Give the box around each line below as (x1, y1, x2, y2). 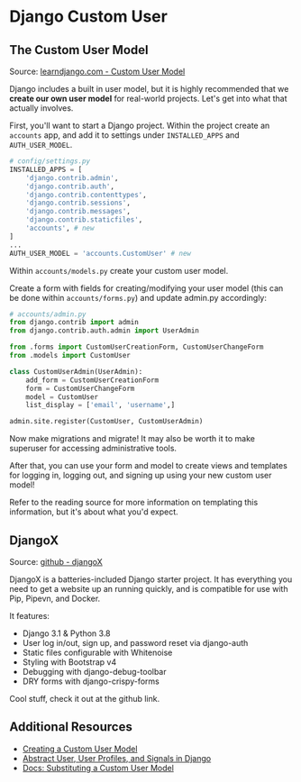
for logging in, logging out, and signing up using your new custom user (9, 470, 272, 481)
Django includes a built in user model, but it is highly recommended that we (9, 84, 289, 94)
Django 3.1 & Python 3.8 (22, 628, 111, 639)
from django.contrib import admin (9, 318, 140, 327)
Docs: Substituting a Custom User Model (22, 762, 174, 773)
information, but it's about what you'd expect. (9, 506, 178, 517)
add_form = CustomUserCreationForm (25, 376, 160, 385)
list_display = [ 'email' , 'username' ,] (25, 401, 176, 410)
